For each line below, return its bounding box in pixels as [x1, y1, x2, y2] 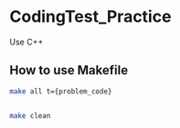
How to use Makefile [9, 63, 129, 78]
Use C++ [9, 36, 44, 47]
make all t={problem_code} [9, 86, 112, 96]
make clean [9, 111, 51, 120]
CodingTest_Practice [9, 6, 172, 27]
